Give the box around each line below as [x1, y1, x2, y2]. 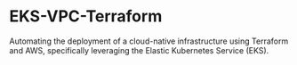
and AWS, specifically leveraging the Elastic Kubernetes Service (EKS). [9, 45, 269, 55]
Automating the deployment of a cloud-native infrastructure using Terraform [9, 36, 289, 46]
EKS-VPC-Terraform [9, 6, 163, 27]
